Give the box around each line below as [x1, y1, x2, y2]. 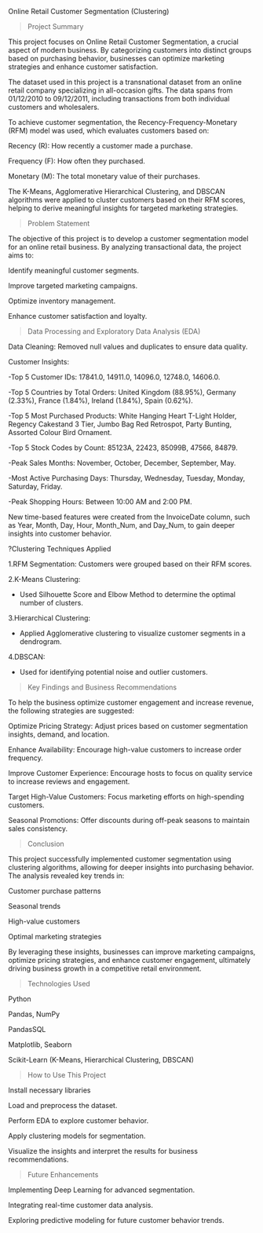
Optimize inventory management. [8, 296, 116, 306]
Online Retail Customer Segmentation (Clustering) [8, 7, 170, 16]
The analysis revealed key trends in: [8, 871, 125, 880]
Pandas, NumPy [8, 1009, 60, 1019]
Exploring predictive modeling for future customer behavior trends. [8, 1216, 225, 1224]
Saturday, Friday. [8, 482, 63, 491]
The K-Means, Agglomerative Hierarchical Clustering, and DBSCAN [8, 187, 225, 196]
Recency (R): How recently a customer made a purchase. [8, 141, 193, 150]
